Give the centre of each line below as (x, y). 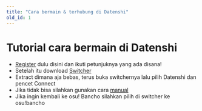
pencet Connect (35, 84)
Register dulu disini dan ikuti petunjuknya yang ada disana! (88, 64)
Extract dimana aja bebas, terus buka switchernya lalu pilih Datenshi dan (106, 77)
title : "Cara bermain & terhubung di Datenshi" (68, 12)
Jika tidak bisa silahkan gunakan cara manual (72, 90)
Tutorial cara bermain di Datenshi (92, 48)
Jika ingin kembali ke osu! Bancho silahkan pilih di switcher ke (93, 96)
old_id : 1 (19, 18)
